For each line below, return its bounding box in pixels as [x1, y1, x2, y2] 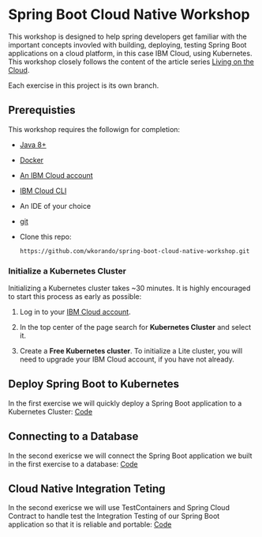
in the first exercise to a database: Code [8, 459, 138, 468]
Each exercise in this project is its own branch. [8, 81, 159, 90]
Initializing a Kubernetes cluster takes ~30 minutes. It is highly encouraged [8, 283, 251, 293]
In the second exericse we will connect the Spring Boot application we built [8, 451, 253, 460]
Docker [19, 155, 44, 165]
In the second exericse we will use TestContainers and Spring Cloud [8, 503, 230, 512]
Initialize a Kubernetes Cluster [8, 265, 126, 276]
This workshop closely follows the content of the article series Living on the [8, 57, 254, 66]
